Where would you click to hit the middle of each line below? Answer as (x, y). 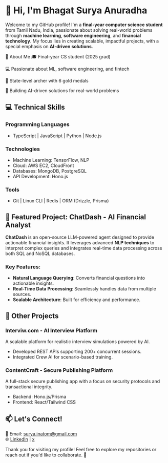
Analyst (18, 225)
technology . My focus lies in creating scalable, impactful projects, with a (82, 41)
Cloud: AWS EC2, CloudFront (43, 165)
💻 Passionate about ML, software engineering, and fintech (67, 69)
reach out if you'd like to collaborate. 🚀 (46, 455)
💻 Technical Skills (35, 107)
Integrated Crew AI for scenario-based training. (63, 357)
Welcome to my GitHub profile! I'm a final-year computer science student (84, 25)
